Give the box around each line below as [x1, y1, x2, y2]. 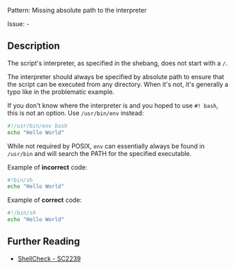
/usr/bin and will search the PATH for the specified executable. [7, 149, 192, 157]
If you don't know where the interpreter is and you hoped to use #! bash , [7, 101, 219, 109]
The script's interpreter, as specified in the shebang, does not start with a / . [7, 59, 228, 67]
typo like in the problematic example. [7, 88, 115, 96]
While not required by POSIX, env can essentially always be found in [7, 141, 205, 150]
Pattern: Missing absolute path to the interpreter [7, 6, 147, 14]
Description [7, 40, 60, 52]
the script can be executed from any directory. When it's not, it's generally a [7, 80, 229, 88]
